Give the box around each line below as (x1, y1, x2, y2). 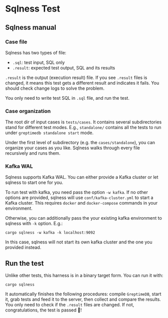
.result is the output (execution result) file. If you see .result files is (5, 74, 147, 81)
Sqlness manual (5, 23, 57, 32)
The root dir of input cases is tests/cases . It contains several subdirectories (5, 119, 162, 125)
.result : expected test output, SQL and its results (12, 65, 115, 71)
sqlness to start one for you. (5, 179, 64, 185)
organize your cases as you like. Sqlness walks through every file (5, 145, 140, 151)
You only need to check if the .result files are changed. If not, (5, 302, 134, 308)
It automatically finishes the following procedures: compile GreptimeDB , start (5, 291, 161, 297)
